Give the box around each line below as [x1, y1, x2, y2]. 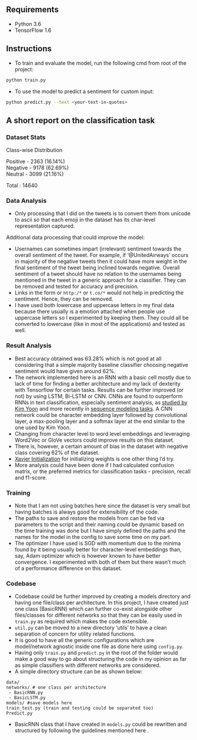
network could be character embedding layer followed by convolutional [14, 411, 188, 418]
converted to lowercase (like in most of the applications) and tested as [14, 321, 185, 328]
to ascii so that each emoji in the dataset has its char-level [14, 216, 156, 223]
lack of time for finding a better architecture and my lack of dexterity [14, 380, 181, 387]
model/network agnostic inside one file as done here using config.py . [14, 643, 184, 650]
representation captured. [14, 222, 75, 229]
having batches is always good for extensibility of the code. [14, 508, 159, 515]
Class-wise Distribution [6, 147, 63, 154]
